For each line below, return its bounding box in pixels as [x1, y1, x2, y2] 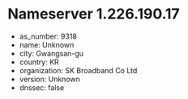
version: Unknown [19, 74, 80, 84]
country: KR [19, 57, 60, 67]
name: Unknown [19, 39, 75, 49]
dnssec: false [19, 82, 65, 93]
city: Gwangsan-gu [19, 48, 84, 58]
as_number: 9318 [19, 31, 78, 41]
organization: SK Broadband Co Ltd [19, 65, 138, 75]
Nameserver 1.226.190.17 [7, 5, 180, 23]
